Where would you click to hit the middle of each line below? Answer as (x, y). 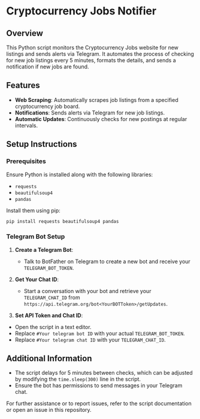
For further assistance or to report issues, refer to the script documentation (99, 403)
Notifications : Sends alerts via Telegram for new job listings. (90, 113)
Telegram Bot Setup (36, 237)
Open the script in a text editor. (53, 327)
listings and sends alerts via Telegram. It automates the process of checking (100, 54)
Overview (25, 33)
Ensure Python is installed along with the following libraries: (80, 174)
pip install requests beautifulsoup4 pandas (63, 221)
